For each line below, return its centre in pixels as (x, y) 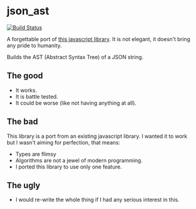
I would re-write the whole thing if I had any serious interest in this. (97, 200)
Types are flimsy (36, 154)
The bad (22, 122)
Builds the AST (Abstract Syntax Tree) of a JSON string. (75, 57)
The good (25, 76)
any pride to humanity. (34, 45)
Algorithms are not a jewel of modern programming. (79, 160)
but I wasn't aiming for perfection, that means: (63, 142)
